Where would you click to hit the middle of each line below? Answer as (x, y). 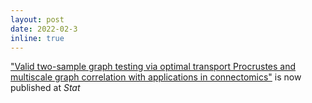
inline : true (37, 38)
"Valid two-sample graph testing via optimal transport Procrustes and (153, 67)
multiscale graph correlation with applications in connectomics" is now (156, 77)
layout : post (37, 19)
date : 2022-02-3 (44, 29)
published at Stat (45, 88)
